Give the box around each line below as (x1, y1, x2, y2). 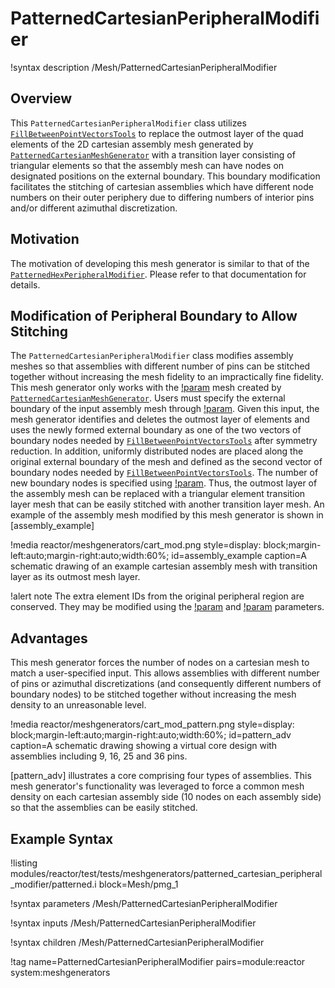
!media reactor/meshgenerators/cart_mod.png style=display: (10, 539, 262, 551)
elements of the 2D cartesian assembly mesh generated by (10, 138, 254, 150)
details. (10, 278, 41, 291)
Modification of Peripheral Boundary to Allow (10, 307, 298, 324)
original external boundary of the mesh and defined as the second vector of (10, 456, 323, 468)
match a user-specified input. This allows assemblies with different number (10, 667, 320, 679)
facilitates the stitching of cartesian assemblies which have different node (10, 180, 314, 192)
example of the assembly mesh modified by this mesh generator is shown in (10, 509, 324, 521)
